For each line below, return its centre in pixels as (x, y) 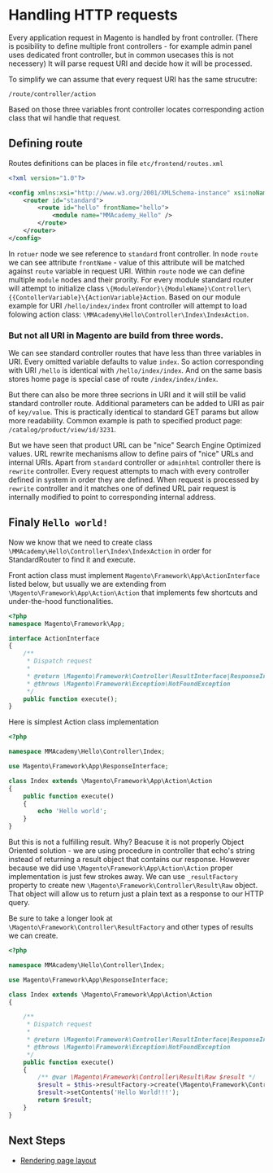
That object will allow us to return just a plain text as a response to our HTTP (136, 894)
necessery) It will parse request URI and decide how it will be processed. (130, 63)
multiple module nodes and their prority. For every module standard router (131, 279)
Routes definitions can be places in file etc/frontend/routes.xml (116, 163)
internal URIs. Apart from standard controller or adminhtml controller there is (135, 462)
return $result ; (65, 1101)
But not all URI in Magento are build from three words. (116, 335)
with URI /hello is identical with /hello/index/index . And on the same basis (135, 370)
